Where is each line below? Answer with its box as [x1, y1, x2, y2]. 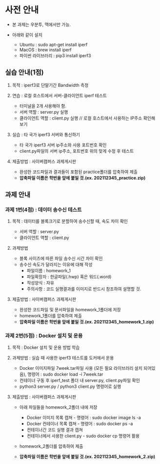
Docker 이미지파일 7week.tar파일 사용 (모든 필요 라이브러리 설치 [19, 365, 143, 371]
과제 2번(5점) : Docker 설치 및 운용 [5, 332, 83, 339]
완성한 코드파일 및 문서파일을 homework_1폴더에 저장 [19, 307, 121, 313]
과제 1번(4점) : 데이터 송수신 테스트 [5, 206, 82, 213]
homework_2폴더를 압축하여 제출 [19, 443, 83, 449]
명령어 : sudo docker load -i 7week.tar [27, 371, 103, 377]
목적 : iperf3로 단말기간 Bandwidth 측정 [12, 82, 89, 88]
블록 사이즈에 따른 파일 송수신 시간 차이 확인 [19, 256, 103, 262]
